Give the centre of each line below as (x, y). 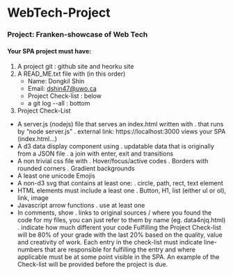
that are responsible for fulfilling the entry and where (120, 250)
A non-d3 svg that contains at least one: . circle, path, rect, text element (120, 183)
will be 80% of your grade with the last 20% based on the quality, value (120, 235)
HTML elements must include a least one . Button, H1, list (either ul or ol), (122, 191)
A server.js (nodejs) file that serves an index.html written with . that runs (120, 124)
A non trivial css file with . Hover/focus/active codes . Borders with (113, 161)
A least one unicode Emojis (56, 176)
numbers (30, 250)
